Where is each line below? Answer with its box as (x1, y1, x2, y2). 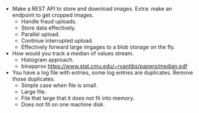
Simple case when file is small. (21, 82, 98, 89)
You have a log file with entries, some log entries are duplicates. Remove (11, 69, 194, 76)
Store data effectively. (21, 24, 76, 31)
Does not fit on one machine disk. (21, 101, 105, 108)
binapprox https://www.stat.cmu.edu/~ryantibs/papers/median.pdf (21, 63, 188, 70)
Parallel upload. (21, 31, 60, 38)
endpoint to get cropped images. (11, 11, 94, 19)
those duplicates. (11, 75, 56, 82)
